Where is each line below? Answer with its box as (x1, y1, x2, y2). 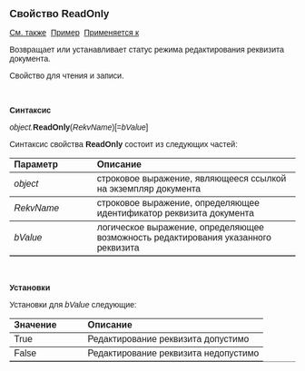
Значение (14, 319, 57, 330)
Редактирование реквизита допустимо (87, 334, 250, 344)
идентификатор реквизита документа (96, 208, 254, 219)
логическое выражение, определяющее (96, 222, 265, 232)
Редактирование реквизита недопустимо (87, 348, 260, 358)
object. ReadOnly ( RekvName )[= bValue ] (9, 122, 149, 132)
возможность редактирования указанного (96, 232, 272, 243)
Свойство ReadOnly (9, 8, 110, 20)
